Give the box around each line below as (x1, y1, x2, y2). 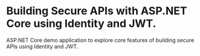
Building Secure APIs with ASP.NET (6, 4, 187, 18)
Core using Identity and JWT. (6, 17, 156, 30)
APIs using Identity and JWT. (6, 43, 79, 50)
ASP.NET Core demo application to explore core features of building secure (6, 36, 195, 43)
